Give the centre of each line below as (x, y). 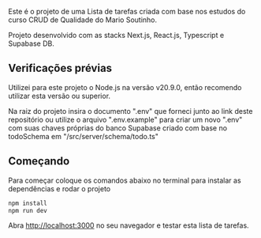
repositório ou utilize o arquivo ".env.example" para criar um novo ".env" (125, 119)
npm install (28, 203)
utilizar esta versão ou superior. (60, 96)
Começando (39, 161)
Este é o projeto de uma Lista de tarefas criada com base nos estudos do (127, 11)
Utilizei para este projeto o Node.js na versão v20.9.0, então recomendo (125, 87)
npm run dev (28, 210)
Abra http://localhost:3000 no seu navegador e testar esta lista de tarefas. (129, 225)
